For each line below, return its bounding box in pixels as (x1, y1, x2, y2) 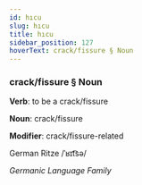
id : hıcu (9, 13, 42, 22)
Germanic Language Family (9, 165, 112, 176)
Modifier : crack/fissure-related (9, 130, 124, 141)
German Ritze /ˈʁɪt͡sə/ (9, 148, 88, 159)
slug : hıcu (9, 21, 50, 30)
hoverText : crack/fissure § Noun (9, 46, 134, 55)
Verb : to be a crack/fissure (9, 96, 109, 107)
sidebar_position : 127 (9, 38, 94, 47)
